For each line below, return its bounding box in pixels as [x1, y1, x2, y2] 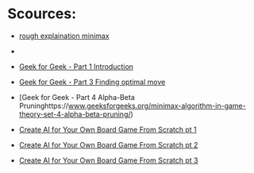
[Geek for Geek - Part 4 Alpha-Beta [18, 92, 136, 102]
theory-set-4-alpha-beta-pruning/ [18, 109, 132, 119]
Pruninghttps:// [18, 101, 69, 110]
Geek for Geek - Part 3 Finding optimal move [18, 77, 166, 86]
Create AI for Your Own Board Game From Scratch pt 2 [18, 140, 198, 149]
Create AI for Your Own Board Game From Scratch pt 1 [18, 125, 197, 134]
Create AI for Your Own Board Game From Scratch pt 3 [18, 156, 198, 165]
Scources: [7, 5, 77, 23]
